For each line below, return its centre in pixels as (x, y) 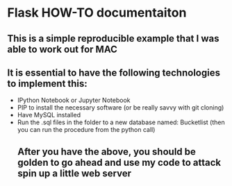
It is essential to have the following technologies (114, 73)
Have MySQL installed (49, 115)
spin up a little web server (74, 173)
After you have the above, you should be (107, 152)
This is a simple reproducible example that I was (113, 39)
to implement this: (48, 84)
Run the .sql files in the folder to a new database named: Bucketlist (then (121, 122)
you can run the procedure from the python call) (86, 130)
